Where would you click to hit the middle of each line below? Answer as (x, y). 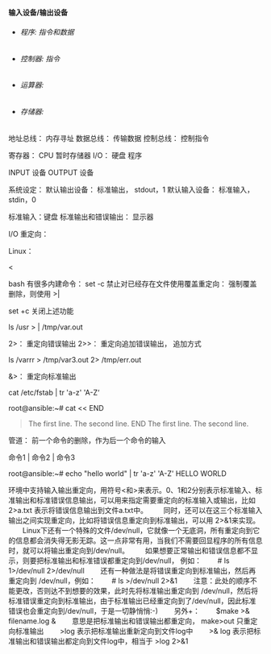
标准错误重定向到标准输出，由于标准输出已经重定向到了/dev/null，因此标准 (132, 601)
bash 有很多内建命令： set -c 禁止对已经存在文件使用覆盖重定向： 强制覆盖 (133, 284)
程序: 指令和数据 (47, 32)
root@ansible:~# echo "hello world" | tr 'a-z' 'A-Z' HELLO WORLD (118, 473)
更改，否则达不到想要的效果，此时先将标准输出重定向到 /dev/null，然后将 (136, 590)
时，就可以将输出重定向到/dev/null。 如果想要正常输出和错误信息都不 (130, 550)
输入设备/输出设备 (38, 12)
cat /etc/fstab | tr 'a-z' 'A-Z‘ (54, 392)
